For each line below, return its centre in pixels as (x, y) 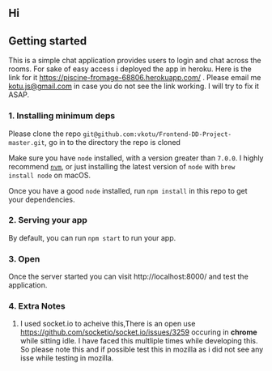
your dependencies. (42, 199)
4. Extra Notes (37, 306)
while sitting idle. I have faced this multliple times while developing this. (139, 341)
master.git (27, 143)
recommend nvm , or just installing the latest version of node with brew (122, 166)
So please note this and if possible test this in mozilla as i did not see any (142, 350)
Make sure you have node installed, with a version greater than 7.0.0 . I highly (136, 158)
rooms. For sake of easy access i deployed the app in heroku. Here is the (130, 69)
